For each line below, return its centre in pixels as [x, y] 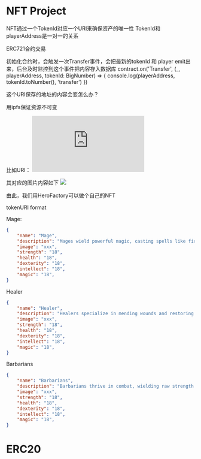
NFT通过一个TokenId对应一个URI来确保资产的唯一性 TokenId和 [83, 28]
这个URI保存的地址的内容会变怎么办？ [53, 94]
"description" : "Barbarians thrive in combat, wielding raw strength [106, 386]
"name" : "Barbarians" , [45, 381]
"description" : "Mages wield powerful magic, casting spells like [101, 241]
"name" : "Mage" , [37, 235]
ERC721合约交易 [26, 49]
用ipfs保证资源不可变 [32, 107]
